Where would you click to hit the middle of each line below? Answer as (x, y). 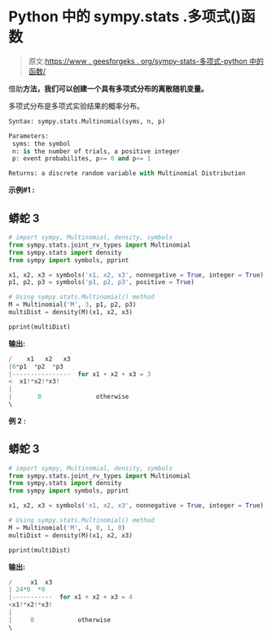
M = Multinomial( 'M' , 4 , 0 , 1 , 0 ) (67, 527)
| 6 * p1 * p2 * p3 (36, 366)
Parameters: (29, 136)
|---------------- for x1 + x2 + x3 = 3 (80, 374)
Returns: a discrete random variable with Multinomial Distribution (127, 173)
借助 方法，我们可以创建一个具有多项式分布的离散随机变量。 (108, 88)
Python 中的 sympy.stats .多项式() (125, 17)
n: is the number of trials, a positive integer (96, 151)
